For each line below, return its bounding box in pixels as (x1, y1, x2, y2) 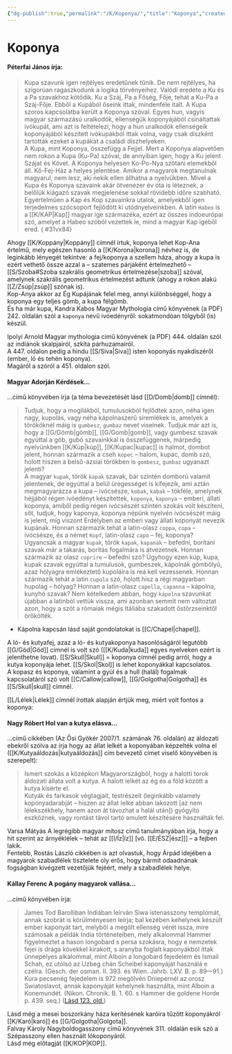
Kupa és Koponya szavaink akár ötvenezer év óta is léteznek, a (23, 181, 204, 190)
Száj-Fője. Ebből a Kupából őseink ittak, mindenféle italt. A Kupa (23, 101, 207, 109)
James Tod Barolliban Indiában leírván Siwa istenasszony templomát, (23, 908, 221, 917)
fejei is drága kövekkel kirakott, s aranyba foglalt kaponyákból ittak (23, 945, 214, 953)
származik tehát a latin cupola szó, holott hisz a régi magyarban (23, 575, 205, 583)
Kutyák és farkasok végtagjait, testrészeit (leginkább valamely (23, 792, 201, 800)
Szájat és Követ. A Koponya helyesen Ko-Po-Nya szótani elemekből (23, 159, 217, 168)
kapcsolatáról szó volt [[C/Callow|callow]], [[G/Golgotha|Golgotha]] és (7, 675, 207, 683)
